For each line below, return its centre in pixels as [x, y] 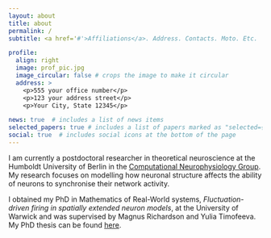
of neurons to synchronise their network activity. [89, 183]
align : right [38, 61]
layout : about [32, 16]
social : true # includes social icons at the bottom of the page [122, 135]
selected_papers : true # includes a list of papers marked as [115, 127]
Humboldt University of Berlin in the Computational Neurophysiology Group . [135, 166]
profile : [23, 53]
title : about [30, 23]
